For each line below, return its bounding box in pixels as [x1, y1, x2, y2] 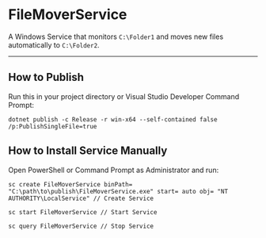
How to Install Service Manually [8, 144, 168, 158]
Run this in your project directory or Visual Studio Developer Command [8, 91, 240, 101]
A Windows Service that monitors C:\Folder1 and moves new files [8, 32, 224, 41]
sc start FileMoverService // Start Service [8, 208, 158, 216]
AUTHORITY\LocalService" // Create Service [8, 194, 154, 202]
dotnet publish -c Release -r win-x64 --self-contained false [8, 115, 218, 124]
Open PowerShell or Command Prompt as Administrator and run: [8, 165, 219, 175]
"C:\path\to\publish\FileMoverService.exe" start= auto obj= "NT [8, 187, 228, 195]
